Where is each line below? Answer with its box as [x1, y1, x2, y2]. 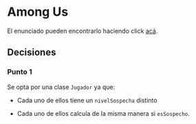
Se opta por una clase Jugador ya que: [7, 83, 116, 91]
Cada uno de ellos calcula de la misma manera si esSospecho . [17, 109, 190, 117]
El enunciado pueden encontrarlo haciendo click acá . [7, 27, 158, 35]
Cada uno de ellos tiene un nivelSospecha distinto [17, 96, 157, 104]
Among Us [7, 4, 69, 20]
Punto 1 [7, 67, 32, 77]
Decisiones [7, 47, 56, 58]
